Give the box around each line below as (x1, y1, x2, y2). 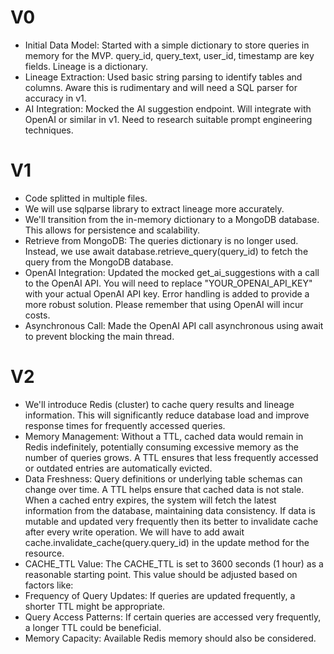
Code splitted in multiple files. (24, 192, 148, 204)
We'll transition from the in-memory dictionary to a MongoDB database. (24, 213, 320, 225)
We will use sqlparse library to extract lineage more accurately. (24, 202, 285, 215)
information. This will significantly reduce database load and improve (24, 409, 310, 421)
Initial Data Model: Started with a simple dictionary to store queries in (24, 39, 310, 51)
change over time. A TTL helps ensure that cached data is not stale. (24, 483, 305, 495)
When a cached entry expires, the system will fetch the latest (24, 494, 277, 506)
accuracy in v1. (24, 92, 87, 104)
